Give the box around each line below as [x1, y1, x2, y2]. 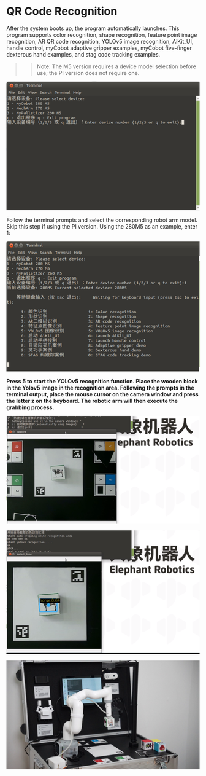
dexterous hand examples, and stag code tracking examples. [6, 50, 161, 58]
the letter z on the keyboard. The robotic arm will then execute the [6, 398, 178, 405]
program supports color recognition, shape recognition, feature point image [6, 31, 197, 38]
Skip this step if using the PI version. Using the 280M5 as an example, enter [6, 222, 198, 230]
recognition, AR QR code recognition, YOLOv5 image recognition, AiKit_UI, [6, 37, 194, 45]
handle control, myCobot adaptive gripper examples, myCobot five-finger [6, 44, 192, 52]
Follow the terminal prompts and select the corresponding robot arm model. [6, 216, 198, 224]
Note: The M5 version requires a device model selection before [36, 63, 196, 70]
